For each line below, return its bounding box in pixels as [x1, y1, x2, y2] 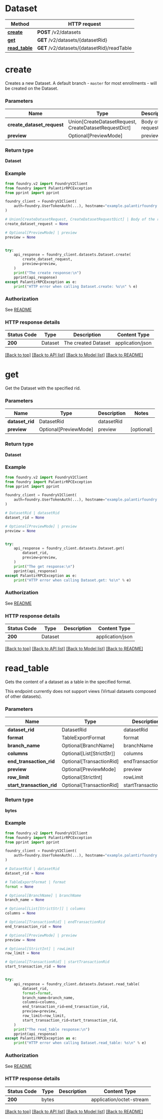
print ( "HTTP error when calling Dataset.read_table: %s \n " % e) [14, 1041, 147, 1045]
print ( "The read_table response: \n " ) [14, 1027, 90, 1032]
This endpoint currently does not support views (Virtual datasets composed [5, 688, 156, 694]
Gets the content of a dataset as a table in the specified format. [5, 679, 131, 685]
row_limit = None [5, 951, 40, 956]
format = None [5, 884, 34, 889]
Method [11, 20, 30, 27]
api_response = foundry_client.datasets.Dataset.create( [14, 252, 131, 257]
